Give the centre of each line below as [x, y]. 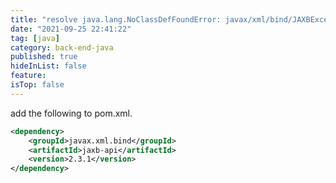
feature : [28, 76]
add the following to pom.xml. [71, 113]
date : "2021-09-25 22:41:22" [71, 29]
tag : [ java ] [35, 38]
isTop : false [37, 85]
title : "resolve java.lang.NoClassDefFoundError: [116, 19]
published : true [44, 57]
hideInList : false [48, 66]
